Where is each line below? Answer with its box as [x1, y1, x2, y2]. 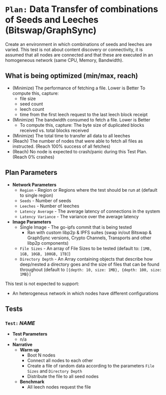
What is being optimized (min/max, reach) [5, 71, 138, 80]
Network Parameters [12, 181, 57, 188]
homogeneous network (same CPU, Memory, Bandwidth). [5, 57, 123, 63]
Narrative [12, 342, 33, 348]
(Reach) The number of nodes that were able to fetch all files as [12, 138, 143, 144]
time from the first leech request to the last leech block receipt [19, 111, 148, 117]
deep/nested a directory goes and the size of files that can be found [19, 261, 160, 267]
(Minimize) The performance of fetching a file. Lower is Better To [12, 85, 146, 91]
